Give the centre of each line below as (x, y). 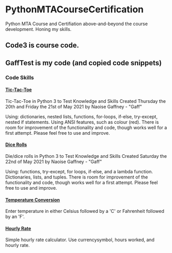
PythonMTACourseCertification (74, 10)
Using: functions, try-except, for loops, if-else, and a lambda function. (79, 172)
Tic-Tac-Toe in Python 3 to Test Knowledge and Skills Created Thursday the (85, 101)
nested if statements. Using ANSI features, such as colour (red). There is (82, 122)
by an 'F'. (15, 216)
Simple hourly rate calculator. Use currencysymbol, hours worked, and (80, 240)
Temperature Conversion (33, 200)
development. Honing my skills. (39, 29)
